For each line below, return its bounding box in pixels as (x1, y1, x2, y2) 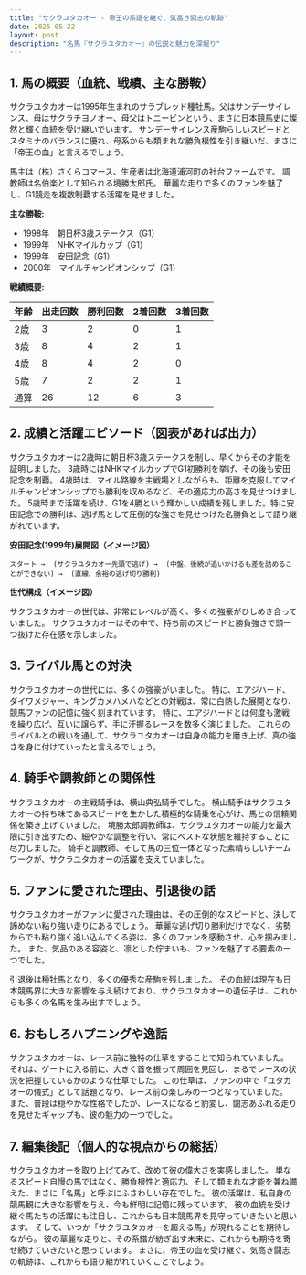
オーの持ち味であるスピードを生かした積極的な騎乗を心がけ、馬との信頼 (16, 808, 290, 819)
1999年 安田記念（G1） (22, 250, 115, 261)
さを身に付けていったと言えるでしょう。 (9, 741, 162, 752)
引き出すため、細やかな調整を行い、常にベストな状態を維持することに (25, 831, 290, 842)
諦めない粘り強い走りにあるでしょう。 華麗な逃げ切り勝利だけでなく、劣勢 (9, 920, 292, 931)
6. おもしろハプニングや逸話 (9, 1025, 168, 1042)
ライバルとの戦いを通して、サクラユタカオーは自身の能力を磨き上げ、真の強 (9, 729, 297, 740)
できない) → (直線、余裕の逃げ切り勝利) (22, 568, 162, 579)
